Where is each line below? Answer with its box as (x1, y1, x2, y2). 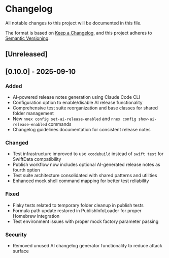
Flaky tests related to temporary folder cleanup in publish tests (12, 202, 144, 208)
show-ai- (138, 117, 157, 122)
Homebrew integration (12, 213, 60, 219)
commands (48, 121, 72, 127)
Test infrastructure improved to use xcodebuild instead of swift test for (12, 151, 164, 157)
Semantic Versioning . (5, 35, 50, 41)
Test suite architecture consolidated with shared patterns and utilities (12, 173, 157, 179)
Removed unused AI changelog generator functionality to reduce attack (12, 242, 162, 248)
